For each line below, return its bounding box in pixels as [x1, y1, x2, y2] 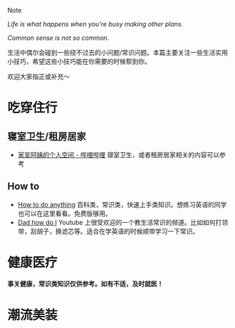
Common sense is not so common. [7, 33, 110, 42]
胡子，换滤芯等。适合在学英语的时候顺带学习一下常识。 [36, 227, 199, 236]
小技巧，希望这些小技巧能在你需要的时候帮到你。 [7, 57, 151, 65]
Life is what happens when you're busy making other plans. [7, 20, 184, 28]
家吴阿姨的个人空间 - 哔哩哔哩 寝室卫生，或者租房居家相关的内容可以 [17, 151, 220, 159]
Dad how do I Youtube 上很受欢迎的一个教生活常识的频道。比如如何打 [17, 218, 222, 226]
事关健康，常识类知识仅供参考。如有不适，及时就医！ [7, 279, 164, 287]
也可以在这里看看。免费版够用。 [17, 209, 112, 218]
